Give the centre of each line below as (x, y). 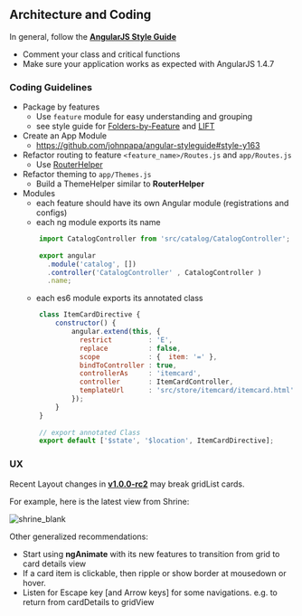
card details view (54, 564)
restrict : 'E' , (127, 340)
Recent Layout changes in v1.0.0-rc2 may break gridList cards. (127, 484)
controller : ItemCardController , (157, 382)
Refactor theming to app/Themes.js (87, 175)
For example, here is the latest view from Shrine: (99, 501)
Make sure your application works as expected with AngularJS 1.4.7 (148, 63)
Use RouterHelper (70, 165)
